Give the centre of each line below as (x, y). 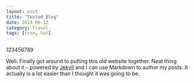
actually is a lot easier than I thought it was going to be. (73, 74)
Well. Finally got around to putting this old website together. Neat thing (91, 61)
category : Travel (27, 28)
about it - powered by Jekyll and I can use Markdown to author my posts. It (97, 67)
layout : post (22, 11)
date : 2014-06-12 (27, 22)
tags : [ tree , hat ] (29, 33)
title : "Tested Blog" (33, 17)
